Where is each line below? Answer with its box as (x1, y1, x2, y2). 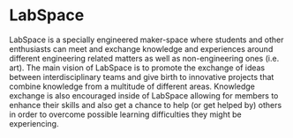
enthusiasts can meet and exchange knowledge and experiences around (9, 43, 274, 54)
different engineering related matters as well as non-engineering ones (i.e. (9, 53, 280, 63)
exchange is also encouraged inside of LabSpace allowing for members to (9, 90, 279, 101)
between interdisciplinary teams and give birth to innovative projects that (9, 71, 274, 82)
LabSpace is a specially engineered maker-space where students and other (9, 34, 284, 45)
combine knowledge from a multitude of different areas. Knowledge (9, 81, 256, 91)
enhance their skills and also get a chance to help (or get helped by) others (9, 99, 282, 110)
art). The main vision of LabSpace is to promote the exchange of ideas (9, 62, 266, 73)
